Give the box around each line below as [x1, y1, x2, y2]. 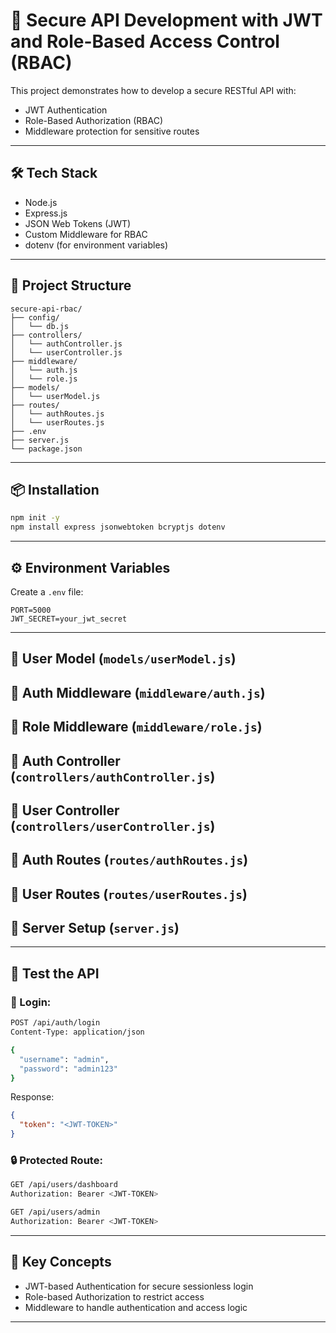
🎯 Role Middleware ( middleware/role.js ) [10, 719, 263, 736]
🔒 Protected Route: [10, 1153, 103, 1167]
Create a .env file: [10, 585, 84, 598]
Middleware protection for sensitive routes [24, 125, 200, 137]
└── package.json [10, 444, 83, 454]
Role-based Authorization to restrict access [24, 1290, 205, 1303]
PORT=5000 [10, 605, 52, 615]
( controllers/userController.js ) [10, 817, 216, 834]
